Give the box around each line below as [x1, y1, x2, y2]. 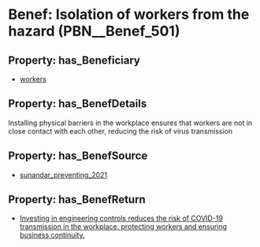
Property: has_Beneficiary [8, 53, 140, 67]
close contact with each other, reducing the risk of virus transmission [8, 126, 233, 135]
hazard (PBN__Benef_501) [8, 22, 180, 40]
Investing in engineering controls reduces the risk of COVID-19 [19, 214, 223, 223]
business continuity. [19, 230, 85, 240]
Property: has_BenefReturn [8, 193, 146, 206]
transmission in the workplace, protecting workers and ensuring [19, 222, 227, 231]
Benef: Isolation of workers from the [8, 6, 250, 24]
